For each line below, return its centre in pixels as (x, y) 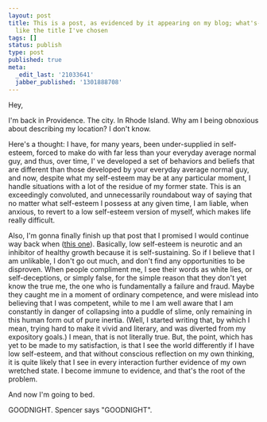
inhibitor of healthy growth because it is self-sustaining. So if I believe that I (132, 252)
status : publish (35, 45)
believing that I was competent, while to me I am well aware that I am (121, 303)
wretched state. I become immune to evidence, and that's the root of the (127, 370)
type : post (26, 52)
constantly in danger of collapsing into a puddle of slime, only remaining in (130, 312)
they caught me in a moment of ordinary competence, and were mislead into (133, 294)
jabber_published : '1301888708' (69, 82)
